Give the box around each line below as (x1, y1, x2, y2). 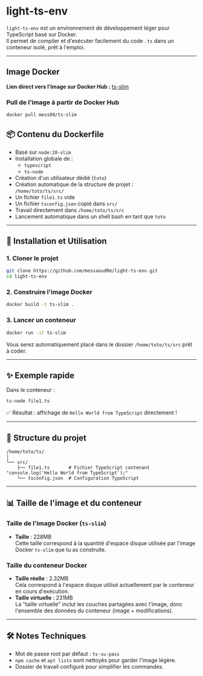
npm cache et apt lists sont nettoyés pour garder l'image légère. (14, 656, 176, 664)
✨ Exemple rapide (6, 370, 74, 380)
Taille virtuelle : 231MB (14, 594, 74, 601)
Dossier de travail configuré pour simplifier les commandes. (14, 663, 164, 670)
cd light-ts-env (6, 274, 47, 280)
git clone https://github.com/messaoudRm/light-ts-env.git (6, 268, 158, 274)
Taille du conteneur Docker (6, 561, 88, 569)
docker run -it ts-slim (6, 330, 66, 336)
